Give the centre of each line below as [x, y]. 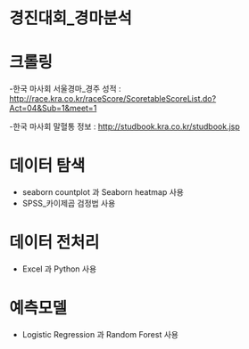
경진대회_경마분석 [71, 18]
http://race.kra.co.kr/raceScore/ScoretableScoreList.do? [113, 99]
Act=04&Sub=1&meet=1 [53, 109]
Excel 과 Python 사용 [59, 269]
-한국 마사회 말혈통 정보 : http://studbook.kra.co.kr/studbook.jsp [125, 126]
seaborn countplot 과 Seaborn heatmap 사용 [103, 192]
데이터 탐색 [47, 166]
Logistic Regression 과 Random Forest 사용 [100, 334]
